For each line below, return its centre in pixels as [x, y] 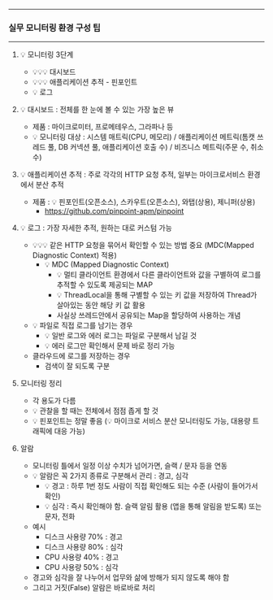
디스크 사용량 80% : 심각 [84, 547]
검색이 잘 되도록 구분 [77, 366]
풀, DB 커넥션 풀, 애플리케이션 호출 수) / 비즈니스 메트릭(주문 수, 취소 [156, 147]
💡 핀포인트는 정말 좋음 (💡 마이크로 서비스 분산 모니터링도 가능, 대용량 [141, 421]
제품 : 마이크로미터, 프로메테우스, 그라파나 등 [103, 127]
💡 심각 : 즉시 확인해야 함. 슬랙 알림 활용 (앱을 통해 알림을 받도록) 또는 [153, 507]
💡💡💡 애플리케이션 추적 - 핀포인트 [85, 82]
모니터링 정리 [41, 384]
